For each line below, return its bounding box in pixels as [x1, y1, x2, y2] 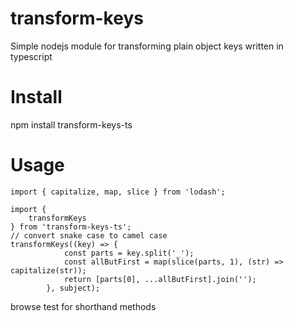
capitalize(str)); [10, 265, 87, 276]
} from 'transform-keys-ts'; [10, 222, 132, 232]
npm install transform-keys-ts [10, 118, 133, 131]
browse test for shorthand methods [10, 300, 157, 312]
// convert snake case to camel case [10, 230, 168, 241]
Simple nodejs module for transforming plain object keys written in [10, 40, 284, 52]
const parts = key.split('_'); [63, 248, 195, 258]
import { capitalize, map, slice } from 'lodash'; [10, 187, 226, 197]
